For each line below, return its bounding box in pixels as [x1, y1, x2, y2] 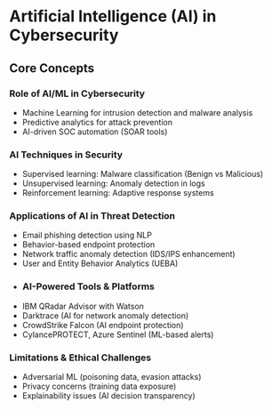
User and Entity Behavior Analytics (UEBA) [21, 258, 179, 269]
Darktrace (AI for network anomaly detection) [21, 310, 189, 321]
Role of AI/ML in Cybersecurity [9, 87, 145, 100]
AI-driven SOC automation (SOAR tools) [21, 126, 168, 137]
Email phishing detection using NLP [21, 229, 153, 241]
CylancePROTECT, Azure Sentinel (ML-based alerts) [21, 329, 214, 340]
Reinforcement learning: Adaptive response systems [21, 188, 215, 198]
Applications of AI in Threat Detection [9, 210, 176, 222]
